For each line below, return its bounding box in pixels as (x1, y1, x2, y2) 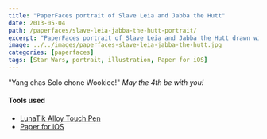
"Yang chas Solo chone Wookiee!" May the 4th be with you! (8, 77, 204, 87)
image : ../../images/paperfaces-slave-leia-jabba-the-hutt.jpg (8, 41, 222, 49)
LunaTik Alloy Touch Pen (19, 114, 101, 123)
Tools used (8, 96, 46, 106)
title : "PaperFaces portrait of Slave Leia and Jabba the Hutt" (8, 11, 226, 20)
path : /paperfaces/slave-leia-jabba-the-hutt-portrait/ (8, 26, 197, 34)
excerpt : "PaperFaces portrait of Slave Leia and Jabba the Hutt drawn (8, 33, 250, 42)
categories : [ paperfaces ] (8, 48, 94, 56)
